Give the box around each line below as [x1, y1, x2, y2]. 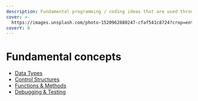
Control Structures [14, 76, 60, 83]
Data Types [14, 70, 43, 77]
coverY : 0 [6, 25, 31, 31]
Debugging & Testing [14, 89, 66, 96]
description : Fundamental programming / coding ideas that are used [6, 8, 178, 15]
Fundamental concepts [6, 51, 122, 63]
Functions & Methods [14, 82, 67, 89]
